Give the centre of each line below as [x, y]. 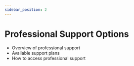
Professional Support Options [67, 34]
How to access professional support [49, 58]
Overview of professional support [46, 48]
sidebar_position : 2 [26, 10]
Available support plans [36, 53]
